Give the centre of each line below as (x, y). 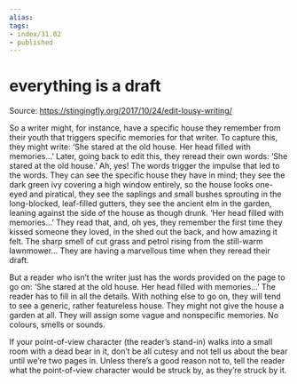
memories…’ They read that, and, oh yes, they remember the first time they (146, 222)
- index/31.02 (35, 34)
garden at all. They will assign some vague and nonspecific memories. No (144, 316)
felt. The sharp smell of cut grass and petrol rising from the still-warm (136, 242)
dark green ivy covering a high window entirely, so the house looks (132, 185)
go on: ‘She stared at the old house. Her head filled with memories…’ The (143, 287)
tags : (19, 26)
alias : (21, 17)
